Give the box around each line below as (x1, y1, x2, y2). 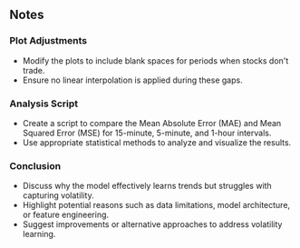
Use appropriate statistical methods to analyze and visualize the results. (22, 136, 292, 148)
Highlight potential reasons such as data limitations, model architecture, (22, 200, 291, 211)
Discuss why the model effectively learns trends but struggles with (22, 181, 272, 192)
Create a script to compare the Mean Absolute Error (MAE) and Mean (22, 117, 282, 128)
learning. (22, 229, 56, 240)
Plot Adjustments (9, 35, 88, 47)
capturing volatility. (22, 190, 94, 201)
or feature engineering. (22, 209, 110, 221)
